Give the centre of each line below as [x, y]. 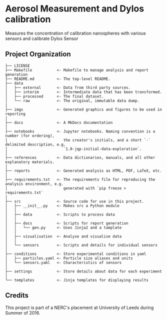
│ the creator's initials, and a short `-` [78, 140]
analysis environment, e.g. [34, 184]
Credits [17, 295]
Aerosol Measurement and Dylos [74, 9]
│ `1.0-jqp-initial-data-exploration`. [73, 149]
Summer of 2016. [23, 312]
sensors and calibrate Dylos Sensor [42, 38]
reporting [15, 114]
